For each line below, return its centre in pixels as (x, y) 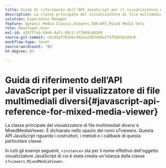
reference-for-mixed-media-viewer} (82, 112)
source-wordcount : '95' (30, 47)
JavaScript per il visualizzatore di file (83, 90)
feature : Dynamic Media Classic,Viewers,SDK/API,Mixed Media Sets (75, 24)
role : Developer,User (27, 28)
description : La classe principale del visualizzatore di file (72, 14)
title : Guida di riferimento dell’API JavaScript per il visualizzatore (82, 10)
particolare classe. (24, 141)
